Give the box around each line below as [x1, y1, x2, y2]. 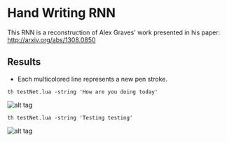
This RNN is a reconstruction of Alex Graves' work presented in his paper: [7, 28, 221, 37]
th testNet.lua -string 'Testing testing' [7, 114, 133, 121]
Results [7, 56, 41, 68]
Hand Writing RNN [7, 5, 116, 21]
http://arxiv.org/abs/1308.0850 [7, 35, 96, 44]
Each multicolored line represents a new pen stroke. [17, 75, 168, 83]
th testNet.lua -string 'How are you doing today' [7, 88, 158, 96]
